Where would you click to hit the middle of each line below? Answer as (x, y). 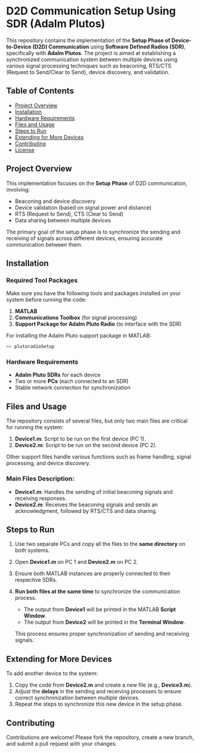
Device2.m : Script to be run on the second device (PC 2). (86, 445)
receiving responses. (41, 498)
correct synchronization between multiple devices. (77, 698)
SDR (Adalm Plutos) (56, 24)
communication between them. (44, 244)
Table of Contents (40, 91)
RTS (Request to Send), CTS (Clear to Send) (69, 214)
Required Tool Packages (42, 280)
